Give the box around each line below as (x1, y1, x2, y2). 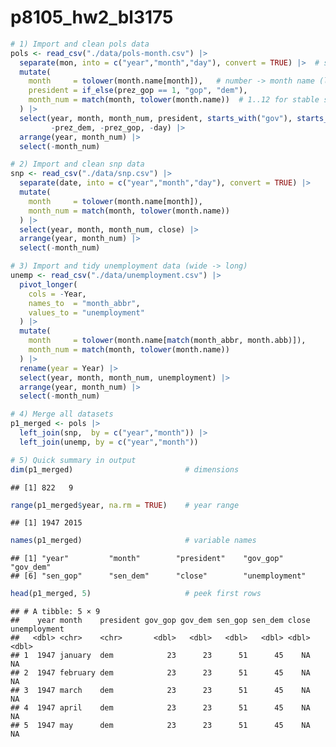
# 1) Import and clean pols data (10, 39, 150, 49)
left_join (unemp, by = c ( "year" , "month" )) (19, 437, 199, 447)
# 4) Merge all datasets (10, 409, 114, 420)
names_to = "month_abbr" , (28, 298, 141, 308)
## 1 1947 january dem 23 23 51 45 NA (10, 651, 311, 661)
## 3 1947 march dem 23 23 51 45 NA (10, 686, 311, 696)
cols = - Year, (28, 289, 87, 299)
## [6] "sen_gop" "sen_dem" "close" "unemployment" (10, 571, 307, 581)
